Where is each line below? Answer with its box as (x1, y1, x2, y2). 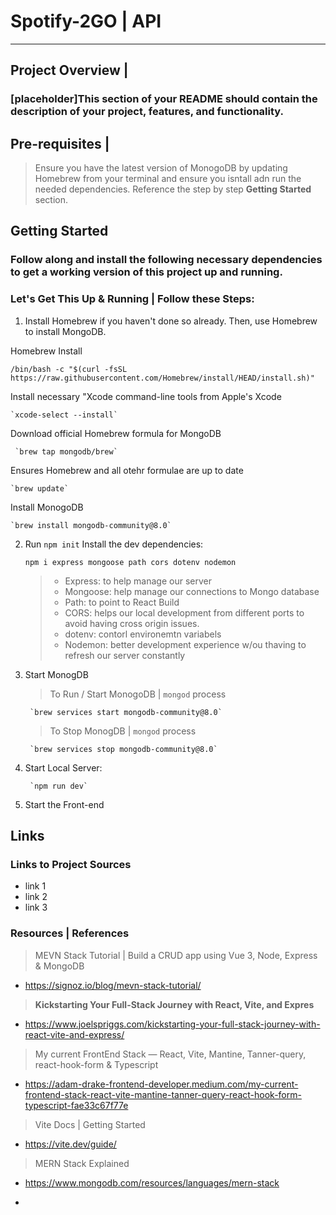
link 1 (24, 880, 47, 892)
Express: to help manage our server (64, 575, 212, 587)
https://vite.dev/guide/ (24, 1138, 117, 1150)
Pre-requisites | (10, 135, 110, 152)
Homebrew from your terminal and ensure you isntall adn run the (34, 173, 302, 185)
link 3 (24, 901, 48, 914)
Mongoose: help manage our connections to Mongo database (64, 585, 320, 597)
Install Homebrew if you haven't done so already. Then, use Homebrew (24, 315, 318, 327)
